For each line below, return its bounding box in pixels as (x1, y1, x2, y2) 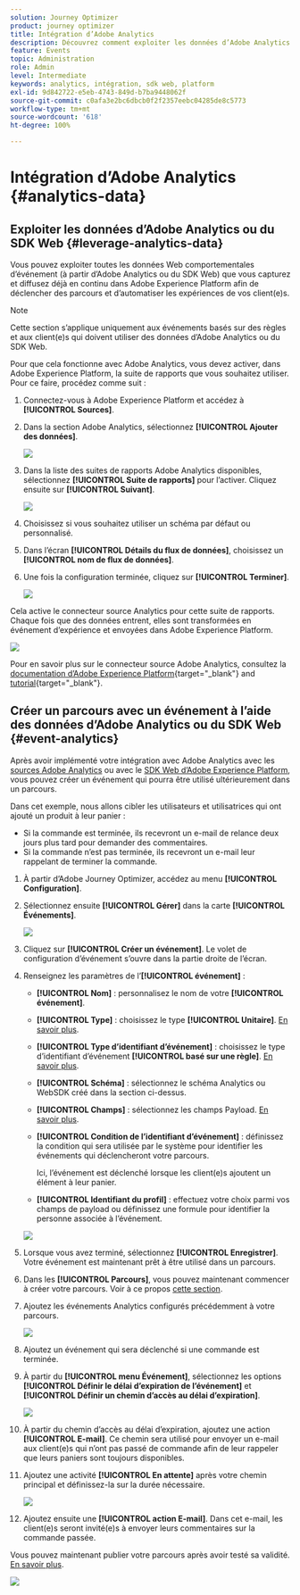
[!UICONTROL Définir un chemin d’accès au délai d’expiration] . (22, 1390, 261, 1400)
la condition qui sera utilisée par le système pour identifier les (36, 1140, 263, 1151)
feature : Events (10, 46, 71, 55)
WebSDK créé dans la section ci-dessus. (36, 1086, 187, 1098)
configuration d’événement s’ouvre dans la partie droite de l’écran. (22, 952, 267, 964)
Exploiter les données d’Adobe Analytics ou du (10, 221, 275, 237)
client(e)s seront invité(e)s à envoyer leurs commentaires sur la (22, 1523, 255, 1533)
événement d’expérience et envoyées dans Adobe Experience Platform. (10, 625, 273, 635)
